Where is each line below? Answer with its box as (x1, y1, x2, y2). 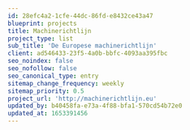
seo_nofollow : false (7, 65, 78, 73)
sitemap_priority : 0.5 (7, 86, 84, 95)
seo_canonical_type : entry (7, 72, 99, 80)
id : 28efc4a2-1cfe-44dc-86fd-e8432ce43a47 (7, 11, 153, 20)
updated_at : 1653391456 (7, 110, 89, 118)
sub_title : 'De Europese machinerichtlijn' (7, 42, 158, 50)
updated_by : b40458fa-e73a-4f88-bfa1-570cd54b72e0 (7, 102, 183, 110)
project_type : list (7, 34, 74, 43)
